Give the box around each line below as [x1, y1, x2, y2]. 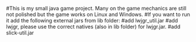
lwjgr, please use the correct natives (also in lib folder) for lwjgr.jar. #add [6, 23, 181, 30]
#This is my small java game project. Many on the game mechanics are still [6, 5, 187, 12]
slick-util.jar [6, 29, 34, 36]
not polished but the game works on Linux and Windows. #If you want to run [6, 11, 190, 18]
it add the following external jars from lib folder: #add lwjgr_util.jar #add [6, 17, 178, 24]
